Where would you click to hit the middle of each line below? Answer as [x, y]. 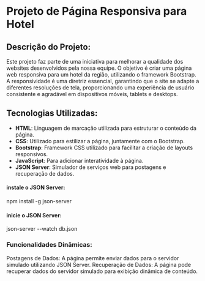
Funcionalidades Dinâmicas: [50, 245]
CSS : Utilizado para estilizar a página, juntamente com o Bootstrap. [100, 141]
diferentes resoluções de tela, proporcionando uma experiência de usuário [100, 88]
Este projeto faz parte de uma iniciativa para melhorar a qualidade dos [95, 62]
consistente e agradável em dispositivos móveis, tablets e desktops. [92, 94]
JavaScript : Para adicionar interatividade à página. [79, 160]
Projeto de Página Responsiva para [97, 11]
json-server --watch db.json [42, 229]
